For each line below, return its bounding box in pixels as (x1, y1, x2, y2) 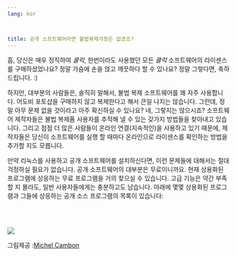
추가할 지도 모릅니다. (7, 141, 64, 150)
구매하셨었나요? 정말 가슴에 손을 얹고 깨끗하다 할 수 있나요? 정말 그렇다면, (14, 64, 217, 73)
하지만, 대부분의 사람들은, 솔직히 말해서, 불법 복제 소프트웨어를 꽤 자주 (7, 88, 199, 97)
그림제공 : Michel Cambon (7, 240, 80, 249)
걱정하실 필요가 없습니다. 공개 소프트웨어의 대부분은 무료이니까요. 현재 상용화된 (7, 165, 224, 173)
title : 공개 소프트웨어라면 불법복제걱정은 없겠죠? (7, 35, 134, 42)
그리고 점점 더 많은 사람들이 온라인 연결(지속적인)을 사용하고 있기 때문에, (22, 123, 221, 132)
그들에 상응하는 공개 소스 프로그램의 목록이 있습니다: (20, 191, 164, 200)
